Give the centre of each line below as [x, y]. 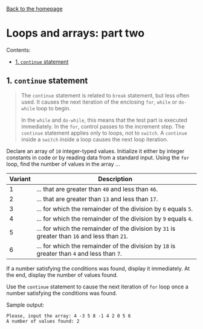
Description [115, 179]
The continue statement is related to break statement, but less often [105, 95]
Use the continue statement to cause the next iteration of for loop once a [97, 287]
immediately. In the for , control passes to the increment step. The [103, 126]
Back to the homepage [34, 9]
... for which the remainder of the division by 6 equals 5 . [115, 208]
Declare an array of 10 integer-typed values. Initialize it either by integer [95, 151]
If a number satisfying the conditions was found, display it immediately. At [98, 268]
